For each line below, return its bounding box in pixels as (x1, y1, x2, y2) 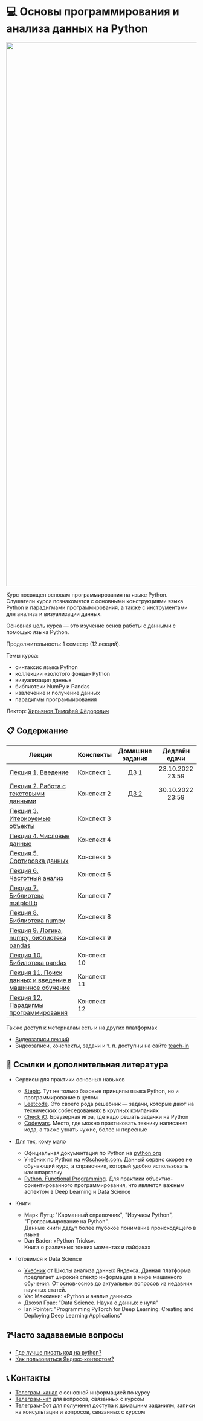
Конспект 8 (77, 912, 111, 921)
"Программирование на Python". (24, 1217, 109, 1225)
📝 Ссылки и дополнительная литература (6, 1060, 169, 1070)
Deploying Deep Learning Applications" (24, 1312, 123, 1319)
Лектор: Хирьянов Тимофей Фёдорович (6, 707, 109, 714)
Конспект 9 (77, 933, 111, 942)
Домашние (118, 746, 152, 755)
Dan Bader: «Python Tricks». (24, 1237, 95, 1244)
